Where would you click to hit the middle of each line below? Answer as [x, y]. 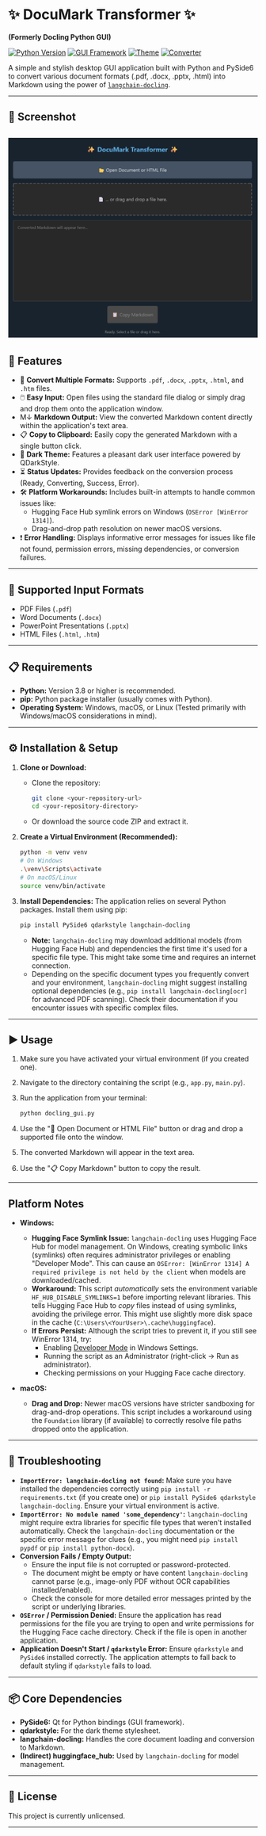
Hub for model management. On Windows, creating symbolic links [139, 1247]
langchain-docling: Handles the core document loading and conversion [137, 1738]
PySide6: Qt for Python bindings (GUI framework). [102, 1722]
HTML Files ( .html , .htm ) [60, 634]
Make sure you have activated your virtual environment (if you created [134, 1059]
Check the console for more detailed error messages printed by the [141, 1598]
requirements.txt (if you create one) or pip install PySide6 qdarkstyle [137, 1497]
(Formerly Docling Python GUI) [60, 36]
